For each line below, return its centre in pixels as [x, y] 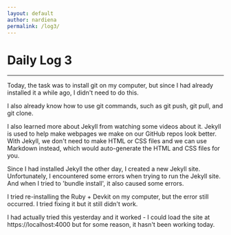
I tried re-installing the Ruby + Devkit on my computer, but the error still [108, 197]
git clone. [20, 113]
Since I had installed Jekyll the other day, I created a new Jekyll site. [104, 169]
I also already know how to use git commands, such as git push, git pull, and [115, 106]
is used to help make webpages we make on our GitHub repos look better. [112, 134]
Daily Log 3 [40, 60]
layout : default [30, 13]
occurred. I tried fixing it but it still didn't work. [73, 204]
